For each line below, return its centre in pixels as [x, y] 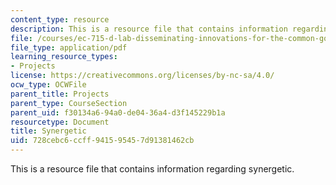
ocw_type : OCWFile [48, 85]
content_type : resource [60, 19]
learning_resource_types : [64, 57]
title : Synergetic [48, 131]
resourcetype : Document [60, 122]
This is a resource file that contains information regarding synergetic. [152, 169]
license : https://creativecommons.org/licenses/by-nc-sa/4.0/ [142, 76]
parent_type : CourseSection [69, 103]
